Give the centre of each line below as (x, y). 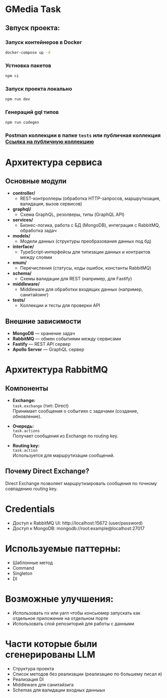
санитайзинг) (34, 295)
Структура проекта (33, 668)
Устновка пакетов (28, 65)
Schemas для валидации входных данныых (59, 690)
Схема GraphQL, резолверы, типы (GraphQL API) (72, 214)
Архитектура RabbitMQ (57, 370)
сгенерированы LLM (50, 654)
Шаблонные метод (32, 563)
